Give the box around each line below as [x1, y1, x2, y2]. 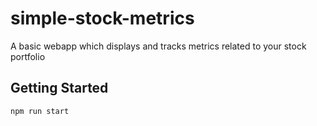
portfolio [10, 50, 46, 62]
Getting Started [10, 80, 109, 97]
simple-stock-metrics [10, 7, 195, 30]
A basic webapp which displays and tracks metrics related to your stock [10, 40, 307, 52]
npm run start [10, 106, 70, 116]
